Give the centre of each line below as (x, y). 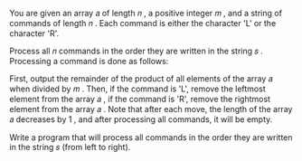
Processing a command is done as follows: (89, 61)
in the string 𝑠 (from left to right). (70, 147)
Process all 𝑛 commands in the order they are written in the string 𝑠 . (137, 51)
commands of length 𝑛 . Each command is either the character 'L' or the (143, 23)
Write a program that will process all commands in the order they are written (151, 137)
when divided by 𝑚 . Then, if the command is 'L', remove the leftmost (137, 89)
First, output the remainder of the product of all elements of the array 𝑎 (141, 79)
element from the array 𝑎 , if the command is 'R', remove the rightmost (140, 99)
